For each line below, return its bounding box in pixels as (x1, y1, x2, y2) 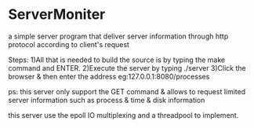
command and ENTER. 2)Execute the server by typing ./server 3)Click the (8, 63, 247, 72)
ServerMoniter (8, 5, 106, 24)
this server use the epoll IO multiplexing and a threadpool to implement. (8, 110, 239, 119)
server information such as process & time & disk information (8, 95, 205, 104)
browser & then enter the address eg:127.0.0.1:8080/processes (8, 71, 210, 81)
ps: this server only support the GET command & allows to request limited (8, 86, 246, 96)
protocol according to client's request (8, 39, 129, 49)
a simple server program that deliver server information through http (8, 31, 229, 41)
